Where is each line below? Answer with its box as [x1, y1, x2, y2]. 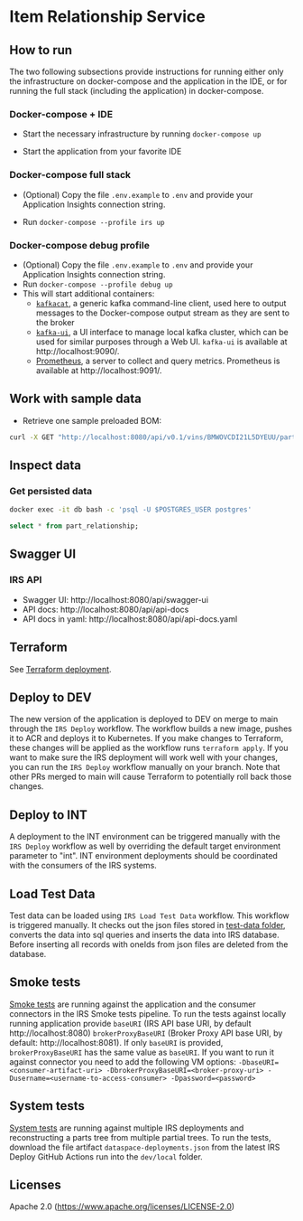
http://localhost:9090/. [35, 345, 120, 356]
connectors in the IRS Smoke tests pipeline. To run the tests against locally [9, 1008, 287, 1019]
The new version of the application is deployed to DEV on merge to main [9, 714, 279, 725]
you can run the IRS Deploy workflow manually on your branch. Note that [9, 762, 280, 773]
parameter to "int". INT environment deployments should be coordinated [9, 850, 278, 861]
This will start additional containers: [22, 287, 155, 299]
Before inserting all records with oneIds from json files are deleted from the [9, 938, 289, 950]
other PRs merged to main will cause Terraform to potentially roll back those [9, 771, 292, 783]
